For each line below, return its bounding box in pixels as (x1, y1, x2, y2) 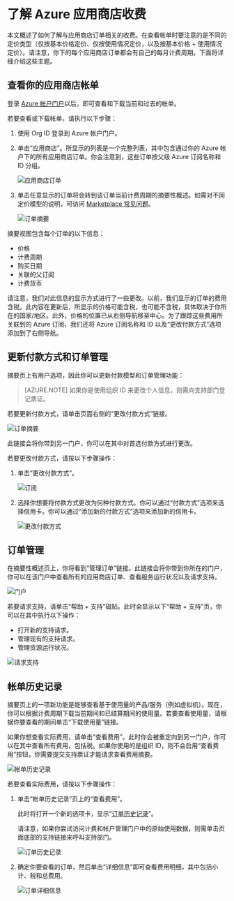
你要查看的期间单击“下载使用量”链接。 (13, 718, 123, 727)
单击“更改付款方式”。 (17, 468, 79, 477)
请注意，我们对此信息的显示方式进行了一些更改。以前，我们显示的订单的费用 (7, 294, 227, 302)
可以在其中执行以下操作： (7, 611, 81, 620)
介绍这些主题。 (13, 57, 56, 65)
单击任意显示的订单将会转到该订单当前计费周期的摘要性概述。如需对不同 (17, 191, 225, 199)
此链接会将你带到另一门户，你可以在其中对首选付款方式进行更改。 (7, 439, 196, 447)
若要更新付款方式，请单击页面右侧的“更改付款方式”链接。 (7, 409, 172, 417)
